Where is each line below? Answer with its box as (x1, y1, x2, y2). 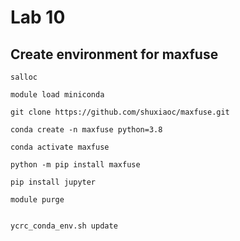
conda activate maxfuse (10, 142, 110, 152)
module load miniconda (10, 90, 105, 100)
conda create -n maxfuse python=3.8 (10, 125, 163, 135)
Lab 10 (10, 6, 66, 29)
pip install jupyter (10, 177, 97, 187)
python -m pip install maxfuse (10, 160, 141, 170)
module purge (10, 195, 65, 205)
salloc (10, 72, 38, 82)
